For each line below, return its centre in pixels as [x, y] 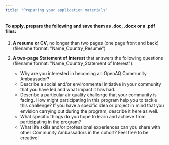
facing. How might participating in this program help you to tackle [89, 100]
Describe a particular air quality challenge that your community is [88, 95]
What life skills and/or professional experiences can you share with [90, 127]
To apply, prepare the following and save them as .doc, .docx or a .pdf [80, 26]
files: [11, 31]
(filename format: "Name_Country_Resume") [59, 48]
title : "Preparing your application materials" [57, 10]
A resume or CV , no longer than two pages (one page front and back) [86, 43]
